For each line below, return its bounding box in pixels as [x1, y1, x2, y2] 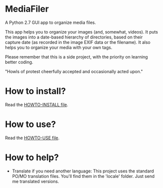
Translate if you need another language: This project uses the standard [12, 168, 154, 174]
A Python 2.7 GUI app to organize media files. [5, 19, 96, 25]
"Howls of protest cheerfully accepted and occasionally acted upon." [5, 68, 143, 74]
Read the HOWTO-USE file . [5, 135, 60, 141]
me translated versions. [12, 178, 59, 184]
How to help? [5, 152, 59, 163]
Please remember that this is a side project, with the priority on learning [5, 54, 148, 59]
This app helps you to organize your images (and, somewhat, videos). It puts [5, 29, 158, 35]
